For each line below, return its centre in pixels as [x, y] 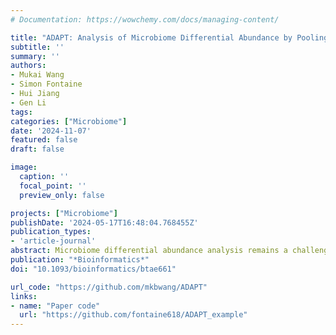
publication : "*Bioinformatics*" [80, 260]
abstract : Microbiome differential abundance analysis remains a [149, 251]
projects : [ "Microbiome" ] [64, 213]
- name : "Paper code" [55, 306]
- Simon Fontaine [46, 84]
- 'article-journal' [53, 241]
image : [24, 167]
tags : [21, 112]
